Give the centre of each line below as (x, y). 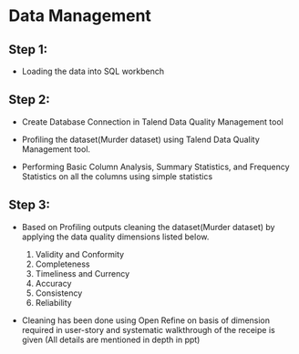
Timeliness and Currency (82, 273)
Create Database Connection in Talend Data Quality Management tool (152, 121)
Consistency (59, 293)
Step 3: (30, 205)
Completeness (62, 264)
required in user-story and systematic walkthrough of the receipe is (148, 329)
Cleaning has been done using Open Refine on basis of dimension (146, 320)
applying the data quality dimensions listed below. (115, 237)
